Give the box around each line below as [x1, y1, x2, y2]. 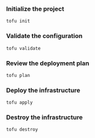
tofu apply [6, 100, 33, 105]
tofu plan [6, 72, 31, 78]
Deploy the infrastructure [6, 86, 81, 94]
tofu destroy [6, 127, 38, 133]
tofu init [6, 18, 31, 24]
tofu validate [6, 45, 41, 52]
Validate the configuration [6, 32, 83, 40]
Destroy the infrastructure [6, 113, 83, 121]
